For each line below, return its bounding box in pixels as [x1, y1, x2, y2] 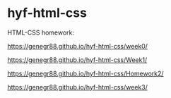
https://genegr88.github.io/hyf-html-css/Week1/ [7, 55, 148, 64]
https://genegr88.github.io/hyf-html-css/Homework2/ [7, 69, 164, 78]
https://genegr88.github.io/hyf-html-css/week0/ [7, 42, 148, 50]
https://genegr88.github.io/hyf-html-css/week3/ [7, 82, 148, 91]
